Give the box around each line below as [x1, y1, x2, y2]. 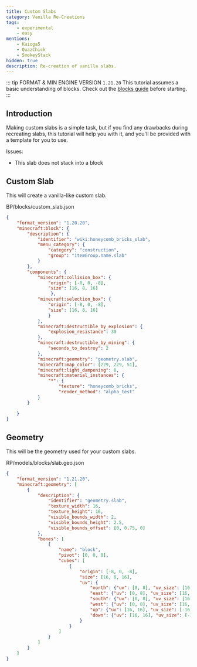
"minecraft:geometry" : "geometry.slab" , [37, 356, 138, 362]
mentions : [6, 36, 30, 42]
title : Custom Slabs [6, 8, 57, 15]
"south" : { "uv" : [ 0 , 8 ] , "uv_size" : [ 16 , [90, 596, 193, 602]
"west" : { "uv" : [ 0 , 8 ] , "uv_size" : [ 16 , [90, 601, 191, 607]
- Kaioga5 [16, 42, 41, 47]
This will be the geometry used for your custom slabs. [6, 448, 137, 455]
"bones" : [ [37, 536, 64, 542]
